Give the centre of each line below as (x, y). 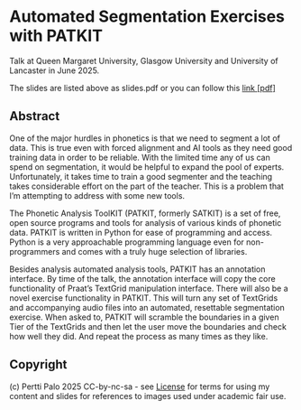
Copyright (38, 364)
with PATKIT (56, 36)
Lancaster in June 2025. (55, 70)
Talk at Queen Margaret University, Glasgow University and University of (144, 61)
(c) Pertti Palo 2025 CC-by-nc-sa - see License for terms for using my (140, 387)
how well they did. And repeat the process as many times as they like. (139, 336)
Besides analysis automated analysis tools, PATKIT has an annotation (137, 269)
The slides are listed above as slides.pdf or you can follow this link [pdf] (143, 88)
